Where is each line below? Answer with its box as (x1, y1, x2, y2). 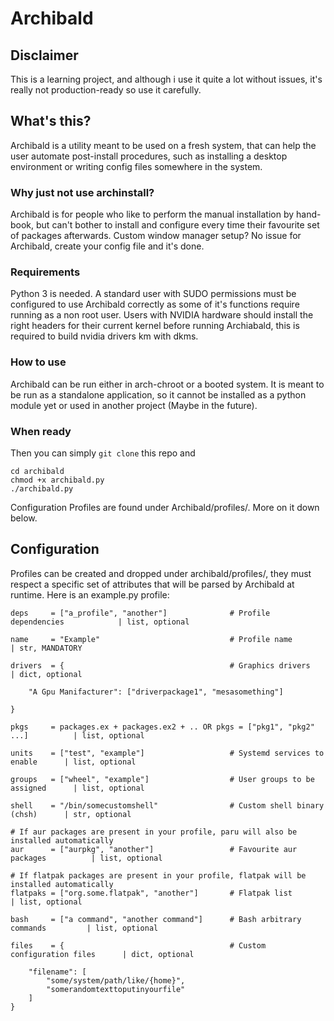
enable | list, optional (10, 757, 137, 767)
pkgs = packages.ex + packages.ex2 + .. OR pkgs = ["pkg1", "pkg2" (10, 722, 315, 732)
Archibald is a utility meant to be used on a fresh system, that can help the (10, 139, 317, 151)
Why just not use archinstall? (10, 185, 155, 199)
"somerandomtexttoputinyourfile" (46, 984, 186, 994)
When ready (10, 424, 72, 438)
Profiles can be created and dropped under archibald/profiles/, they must (10, 567, 312, 579)
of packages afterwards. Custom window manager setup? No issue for (10, 230, 302, 242)
